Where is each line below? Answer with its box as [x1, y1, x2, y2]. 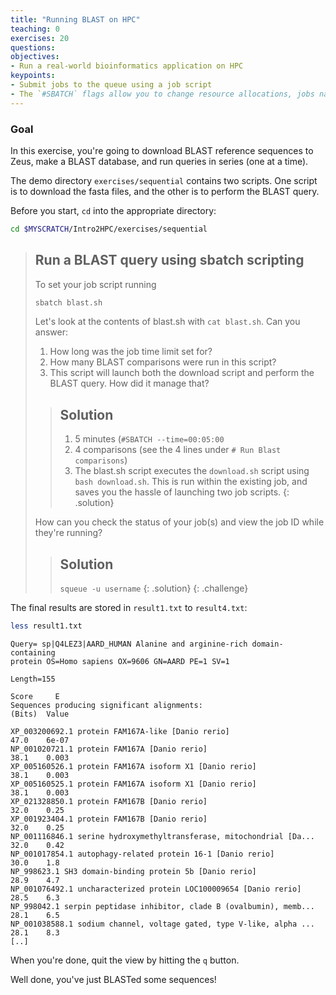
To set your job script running [34, 278, 157, 290]
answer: [34, 326, 68, 338]
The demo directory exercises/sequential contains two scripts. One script [10, 174, 318, 186]
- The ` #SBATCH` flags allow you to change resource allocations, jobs [10, 89, 315, 99]
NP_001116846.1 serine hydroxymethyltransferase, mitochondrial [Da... [10, 831, 315, 841]
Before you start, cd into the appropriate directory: [10, 204, 217, 216]
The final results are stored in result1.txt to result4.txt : [10, 602, 248, 614]
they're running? [34, 527, 103, 539]
